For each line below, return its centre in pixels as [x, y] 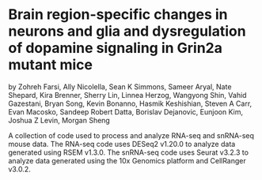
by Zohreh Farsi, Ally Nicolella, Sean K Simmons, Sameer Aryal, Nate [120, 86]
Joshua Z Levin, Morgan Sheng [59, 120]
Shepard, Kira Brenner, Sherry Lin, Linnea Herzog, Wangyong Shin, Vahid [127, 95]
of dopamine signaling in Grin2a [116, 48]
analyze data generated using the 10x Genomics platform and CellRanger [127, 160]
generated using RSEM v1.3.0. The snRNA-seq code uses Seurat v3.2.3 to [129, 152]
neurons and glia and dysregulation [127, 31]
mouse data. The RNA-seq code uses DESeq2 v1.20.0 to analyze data [122, 144]
